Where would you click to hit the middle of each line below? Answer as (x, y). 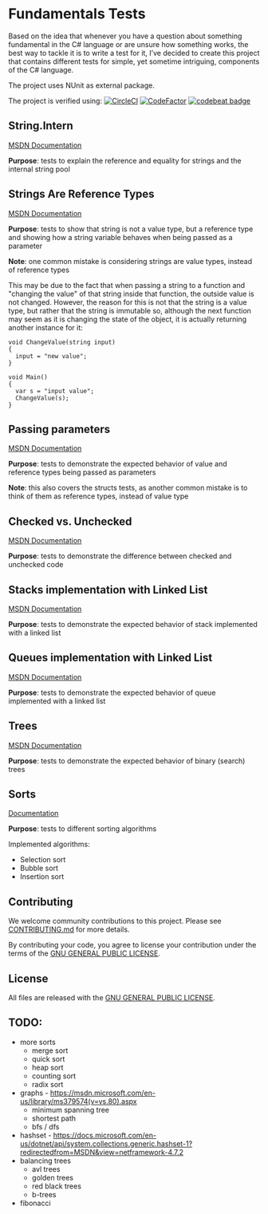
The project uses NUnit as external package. (82, 85)
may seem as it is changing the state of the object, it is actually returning (128, 319)
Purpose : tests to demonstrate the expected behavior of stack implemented (133, 624)
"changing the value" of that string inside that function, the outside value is (131, 294)
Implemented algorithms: (49, 844)
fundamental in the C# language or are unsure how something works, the (128, 44)
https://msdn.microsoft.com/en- (103, 1093)
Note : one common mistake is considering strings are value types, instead (130, 261)
